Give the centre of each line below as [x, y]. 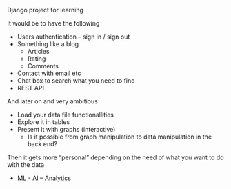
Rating [37, 59]
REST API [31, 88]
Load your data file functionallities [65, 115]
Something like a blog [48, 44]
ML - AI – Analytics [44, 178]
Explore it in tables [43, 122]
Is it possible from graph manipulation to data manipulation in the [120, 137]
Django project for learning [46, 10]
